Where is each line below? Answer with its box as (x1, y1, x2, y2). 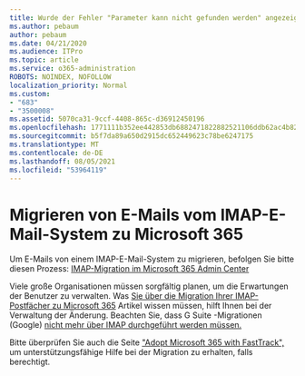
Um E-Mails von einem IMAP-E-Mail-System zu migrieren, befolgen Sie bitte (9, 253, 295, 264)
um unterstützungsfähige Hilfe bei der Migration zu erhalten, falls (9, 347, 253, 358)
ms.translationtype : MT (9, 140, 100, 149)
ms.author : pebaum (9, 22, 79, 31)
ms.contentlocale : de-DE (9, 148, 103, 157)
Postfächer (9, 301, 51, 312)
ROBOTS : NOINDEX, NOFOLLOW (9, 73, 112, 82)
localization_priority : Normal (9, 81, 128, 90)
